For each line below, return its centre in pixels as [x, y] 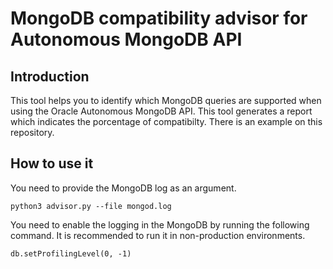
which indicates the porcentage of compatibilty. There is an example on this [166, 121]
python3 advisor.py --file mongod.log [91, 206]
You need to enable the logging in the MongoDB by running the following [160, 224]
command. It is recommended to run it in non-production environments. [158, 235]
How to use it [52, 163]
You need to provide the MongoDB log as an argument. [123, 188]
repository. [32, 132]
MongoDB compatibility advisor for [159, 18]
